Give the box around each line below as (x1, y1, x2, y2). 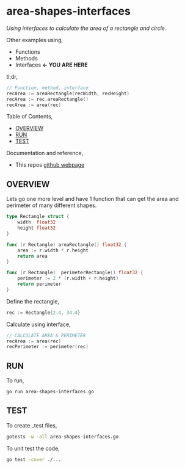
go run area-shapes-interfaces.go (6, 389, 95, 395)
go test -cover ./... (6, 456, 62, 462)
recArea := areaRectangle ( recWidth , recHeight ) (6, 90, 130, 96)
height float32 (17, 225, 56, 231)
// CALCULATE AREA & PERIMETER (6, 332, 86, 338)
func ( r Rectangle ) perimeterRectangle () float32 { (6, 270, 143, 276)
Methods (15, 54, 38, 62)
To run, (6, 377, 24, 384)
